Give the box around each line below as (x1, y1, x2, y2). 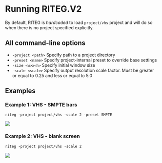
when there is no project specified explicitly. (5, 24, 94, 30)
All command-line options (5, 39, 86, 47)
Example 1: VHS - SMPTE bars (5, 102, 78, 108)
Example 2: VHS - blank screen (5, 133, 80, 140)
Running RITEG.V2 (5, 3, 82, 15)
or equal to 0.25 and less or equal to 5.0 (12, 72, 93, 79)
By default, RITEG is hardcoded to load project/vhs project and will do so (5, 20, 153, 25)
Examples (5, 87, 36, 95)
